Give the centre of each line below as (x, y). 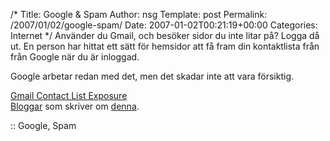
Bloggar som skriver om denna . (75, 106)
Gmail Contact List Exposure (69, 95)
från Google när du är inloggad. (75, 57)
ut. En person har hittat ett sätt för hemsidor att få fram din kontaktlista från (165, 46)
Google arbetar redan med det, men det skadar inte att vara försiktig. (152, 76)
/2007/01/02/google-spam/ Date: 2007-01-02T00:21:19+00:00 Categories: (164, 25)
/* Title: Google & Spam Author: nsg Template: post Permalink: (139, 14)
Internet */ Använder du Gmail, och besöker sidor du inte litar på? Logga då (165, 35)
